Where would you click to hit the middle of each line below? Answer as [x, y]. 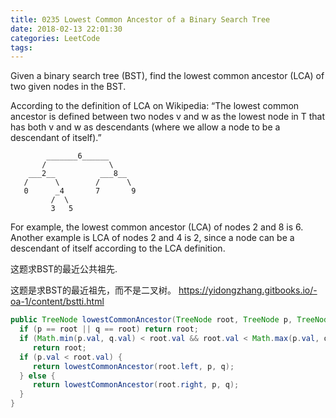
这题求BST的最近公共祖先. [64, 269]
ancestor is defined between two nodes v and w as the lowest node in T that [168, 117]
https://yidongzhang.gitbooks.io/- [248, 290]
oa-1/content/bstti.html [57, 302]
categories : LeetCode [55, 38]
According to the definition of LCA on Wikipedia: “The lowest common [155, 106]
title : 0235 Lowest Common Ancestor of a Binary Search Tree [140, 19]
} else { [37, 376]
